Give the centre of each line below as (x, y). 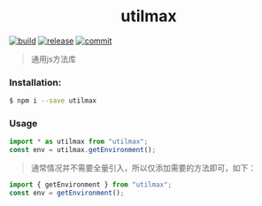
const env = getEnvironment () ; (67, 193)
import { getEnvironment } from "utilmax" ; (91, 185)
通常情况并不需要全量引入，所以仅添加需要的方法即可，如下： (143, 168)
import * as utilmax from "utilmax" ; (79, 142)
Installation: (35, 82)
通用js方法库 (54, 58)
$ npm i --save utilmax (53, 101)
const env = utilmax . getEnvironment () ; (83, 150)
